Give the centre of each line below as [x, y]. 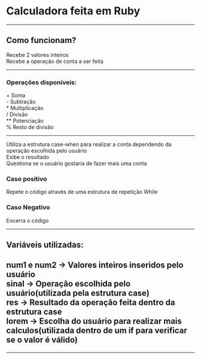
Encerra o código [28, 220]
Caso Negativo [28, 208]
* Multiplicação [25, 108]
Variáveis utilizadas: [45, 245]
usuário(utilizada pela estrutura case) [78, 293]
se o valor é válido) [42, 340]
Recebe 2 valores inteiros [37, 54]
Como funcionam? [41, 40]
